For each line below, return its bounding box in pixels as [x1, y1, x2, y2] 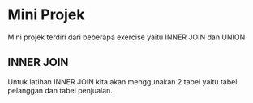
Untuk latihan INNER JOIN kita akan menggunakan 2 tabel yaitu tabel [7, 76, 238, 86]
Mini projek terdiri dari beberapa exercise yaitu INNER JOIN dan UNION [7, 32, 246, 42]
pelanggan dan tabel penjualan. [7, 85, 113, 95]
